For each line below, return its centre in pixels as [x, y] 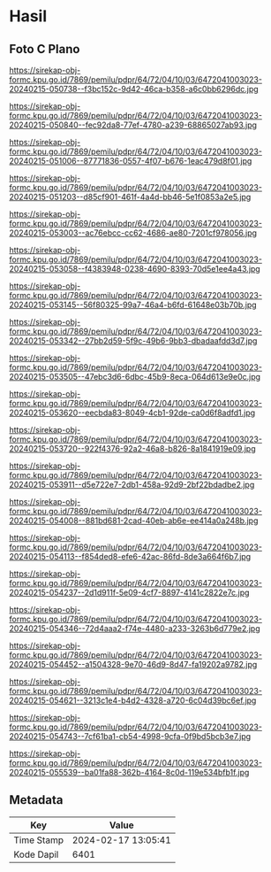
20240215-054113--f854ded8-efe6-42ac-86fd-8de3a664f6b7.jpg [130, 556]
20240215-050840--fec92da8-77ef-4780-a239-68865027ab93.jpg [133, 125]
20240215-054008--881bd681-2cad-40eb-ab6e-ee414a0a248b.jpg [134, 521]
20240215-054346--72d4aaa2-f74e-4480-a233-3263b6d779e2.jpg [135, 629]
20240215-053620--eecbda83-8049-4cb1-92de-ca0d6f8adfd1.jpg [132, 413]
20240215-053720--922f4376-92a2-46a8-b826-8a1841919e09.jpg [132, 448]
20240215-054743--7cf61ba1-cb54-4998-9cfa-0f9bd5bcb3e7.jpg [130, 736]
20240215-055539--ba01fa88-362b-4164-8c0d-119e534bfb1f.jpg [129, 772]
